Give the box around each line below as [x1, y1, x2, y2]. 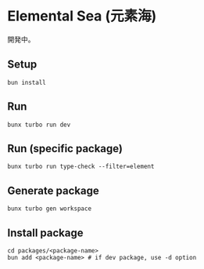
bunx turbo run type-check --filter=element [7, 162, 155, 171]
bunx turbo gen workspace [7, 205, 91, 213]
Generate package [7, 184, 99, 197]
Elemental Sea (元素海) [7, 7, 157, 25]
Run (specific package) [7, 142, 123, 155]
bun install [7, 78, 46, 86]
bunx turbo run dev [7, 121, 71, 129]
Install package [7, 226, 84, 239]
